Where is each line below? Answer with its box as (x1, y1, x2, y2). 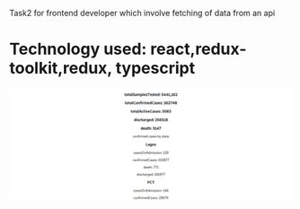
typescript (115, 58, 196, 79)
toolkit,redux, (9, 58, 112, 79)
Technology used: (9, 39, 147, 59)
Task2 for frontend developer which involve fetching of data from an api (9, 8, 276, 18)
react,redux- (150, 39, 247, 59)
